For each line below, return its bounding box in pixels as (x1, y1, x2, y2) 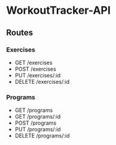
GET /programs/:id (14, 113, 61, 120)
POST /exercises (14, 65, 57, 72)
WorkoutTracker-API (6, 4, 111, 17)
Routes (6, 28, 33, 38)
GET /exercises (14, 59, 53, 66)
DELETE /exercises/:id (14, 78, 70, 85)
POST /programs (14, 119, 57, 126)
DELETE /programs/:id (14, 132, 70, 140)
